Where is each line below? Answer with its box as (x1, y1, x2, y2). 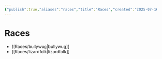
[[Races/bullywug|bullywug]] (11, 44, 70, 49)
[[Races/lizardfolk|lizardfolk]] (11, 48, 70, 54)
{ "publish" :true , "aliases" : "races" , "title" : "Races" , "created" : (4, 7, 135, 12)
